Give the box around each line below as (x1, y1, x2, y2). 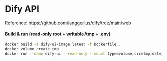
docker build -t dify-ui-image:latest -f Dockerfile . (5, 42, 121, 47)
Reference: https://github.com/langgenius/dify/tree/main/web (5, 20, 131, 26)
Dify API (5, 3, 40, 15)
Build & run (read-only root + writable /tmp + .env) (5, 31, 111, 37)
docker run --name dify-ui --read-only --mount (5, 51, 106, 56)
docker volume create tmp (5, 47, 59, 52)
